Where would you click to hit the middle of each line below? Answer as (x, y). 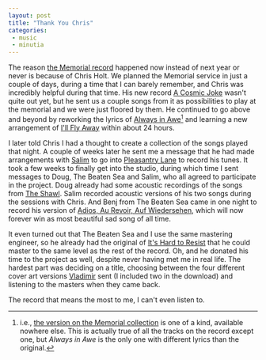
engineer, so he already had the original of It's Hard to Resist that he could (129, 242)
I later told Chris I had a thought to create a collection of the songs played (128, 142)
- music (24, 38)
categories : (28, 30)
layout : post (30, 15)
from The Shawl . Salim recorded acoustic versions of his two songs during (130, 193)
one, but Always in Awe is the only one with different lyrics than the (129, 339)
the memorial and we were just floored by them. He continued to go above (129, 110)
